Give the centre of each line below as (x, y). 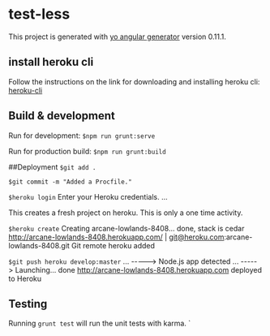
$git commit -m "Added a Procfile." (70, 182)
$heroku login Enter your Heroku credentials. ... (88, 196)
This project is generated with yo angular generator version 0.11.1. (118, 37)
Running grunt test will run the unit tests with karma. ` (100, 323)
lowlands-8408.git (39, 245)
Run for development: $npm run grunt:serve (82, 136)
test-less (39, 14)
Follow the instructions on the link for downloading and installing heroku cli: (134, 81)
